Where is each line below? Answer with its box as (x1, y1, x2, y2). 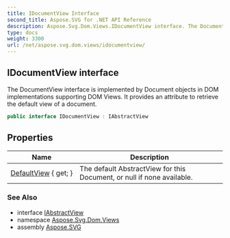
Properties (7, 132, 53, 144)
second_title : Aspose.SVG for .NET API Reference (7, 16, 152, 23)
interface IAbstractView (16, 208, 84, 216)
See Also (7, 193, 38, 202)
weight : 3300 (7, 36, 44, 42)
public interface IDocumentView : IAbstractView (7, 113, 149, 120)
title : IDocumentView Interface (7, 10, 99, 17)
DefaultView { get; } (10, 168, 73, 178)
